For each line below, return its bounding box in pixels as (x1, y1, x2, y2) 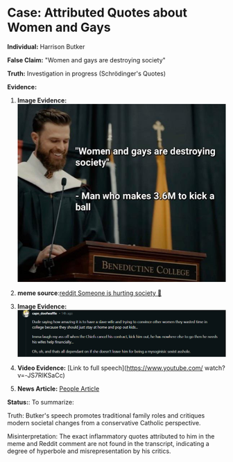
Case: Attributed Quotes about (7, 5, 187, 21)
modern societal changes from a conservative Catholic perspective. (7, 418, 201, 427)
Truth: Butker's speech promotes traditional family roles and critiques (7, 411, 205, 420)
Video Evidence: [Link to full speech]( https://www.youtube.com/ (17, 364, 203, 372)
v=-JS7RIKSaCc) (17, 371, 66, 379)
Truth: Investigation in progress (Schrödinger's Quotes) (7, 69, 166, 78)
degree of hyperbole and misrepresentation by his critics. (7, 447, 171, 455)
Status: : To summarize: (7, 398, 74, 406)
